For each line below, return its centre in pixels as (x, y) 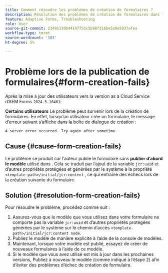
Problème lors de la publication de (77, 71)
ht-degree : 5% (20, 43)
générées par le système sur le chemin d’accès (61, 228)
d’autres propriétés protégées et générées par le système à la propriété (79, 169)
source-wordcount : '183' (31, 38)
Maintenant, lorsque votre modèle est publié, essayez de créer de (80, 244)
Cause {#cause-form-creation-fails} (63, 147)
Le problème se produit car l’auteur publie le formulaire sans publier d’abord (84, 158)
